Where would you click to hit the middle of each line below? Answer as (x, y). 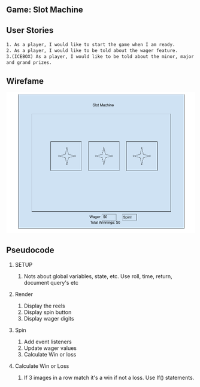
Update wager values (50, 348)
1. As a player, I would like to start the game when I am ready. (91, 45)
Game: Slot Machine (45, 10)
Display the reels (45, 306)
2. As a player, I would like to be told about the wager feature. (92, 51)
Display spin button (48, 312)
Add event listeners (48, 342)
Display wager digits (49, 318)
